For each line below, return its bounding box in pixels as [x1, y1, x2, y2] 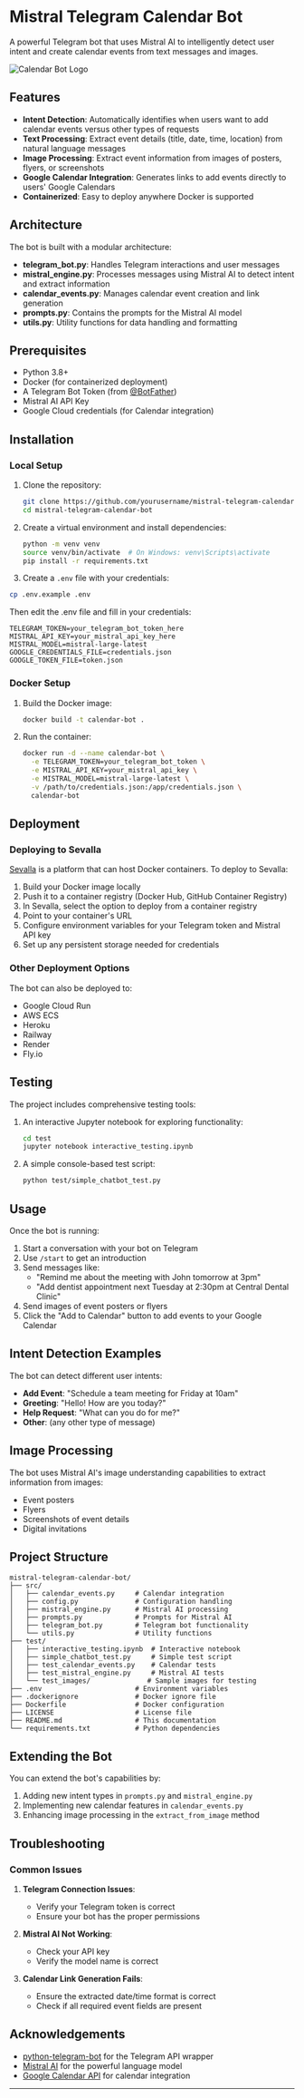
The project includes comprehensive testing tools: [9, 1099, 196, 1110]
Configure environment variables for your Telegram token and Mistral [22, 920, 280, 931]
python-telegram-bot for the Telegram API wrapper [22, 2051, 214, 2062]
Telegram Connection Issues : [22, 1883, 136, 1894]
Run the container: [22, 732, 92, 743]
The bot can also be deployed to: [9, 982, 133, 994]
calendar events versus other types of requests [22, 123, 200, 134]
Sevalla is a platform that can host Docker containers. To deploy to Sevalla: [9, 864, 289, 875]
